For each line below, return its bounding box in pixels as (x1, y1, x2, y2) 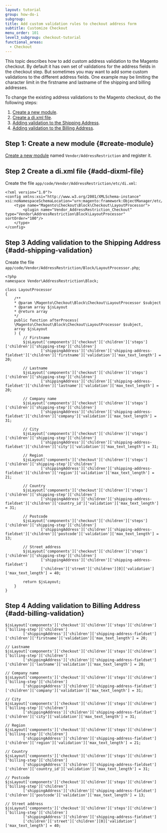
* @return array (14, 309, 48, 314)
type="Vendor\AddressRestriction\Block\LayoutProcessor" (5, 212, 126, 217)
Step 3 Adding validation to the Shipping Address (5, 238, 161, 247)
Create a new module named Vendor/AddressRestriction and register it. (5, 152, 152, 158)
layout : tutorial (5, 7, 41, 12)
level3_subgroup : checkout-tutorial (5, 35, 81, 40)
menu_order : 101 (5, 30, 39, 35)
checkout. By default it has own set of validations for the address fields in (5, 63, 156, 69)
